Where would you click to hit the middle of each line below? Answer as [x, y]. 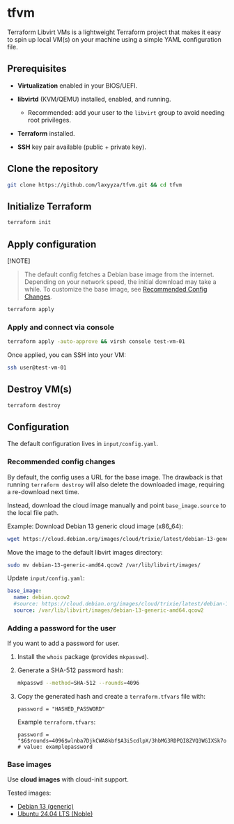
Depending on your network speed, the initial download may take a [120, 282]
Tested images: [29, 793]
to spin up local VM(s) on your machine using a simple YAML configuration [114, 39]
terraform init [29, 223]
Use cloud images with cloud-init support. [68, 779]
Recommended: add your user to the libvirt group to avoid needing [126, 112]
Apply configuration [52, 244]
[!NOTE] [19, 261]
